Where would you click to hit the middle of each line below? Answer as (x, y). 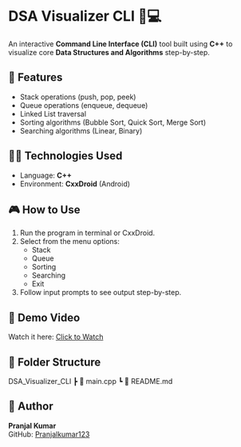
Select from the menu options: (69, 241)
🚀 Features (36, 78)
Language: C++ (45, 175)
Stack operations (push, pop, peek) (78, 97)
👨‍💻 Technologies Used (65, 156)
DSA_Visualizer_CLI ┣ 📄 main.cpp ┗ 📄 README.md (91, 381)
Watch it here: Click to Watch (56, 337)
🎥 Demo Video (44, 317)
